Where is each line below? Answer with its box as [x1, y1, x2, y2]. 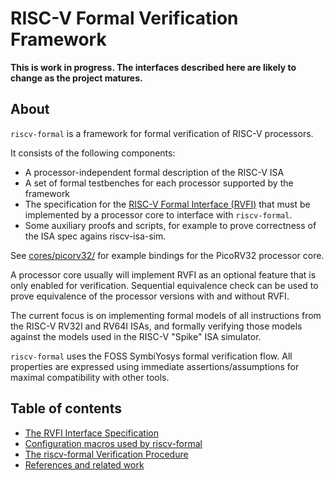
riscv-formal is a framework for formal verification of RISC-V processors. [10, 127, 314, 139]
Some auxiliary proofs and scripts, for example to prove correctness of [24, 219, 317, 231]
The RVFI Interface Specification [24, 427, 159, 439]
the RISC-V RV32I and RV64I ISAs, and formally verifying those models [10, 320, 303, 332]
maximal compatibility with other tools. [10, 371, 170, 383]
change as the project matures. [10, 72, 143, 84]
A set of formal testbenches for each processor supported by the [24, 177, 294, 189]
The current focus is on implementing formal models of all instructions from [10, 309, 322, 321]
